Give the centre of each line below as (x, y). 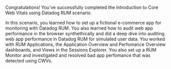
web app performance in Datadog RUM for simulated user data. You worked (85, 39)
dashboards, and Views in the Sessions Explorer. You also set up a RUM (81, 50)
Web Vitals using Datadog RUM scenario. (48, 13)
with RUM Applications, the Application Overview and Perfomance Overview (86, 44)
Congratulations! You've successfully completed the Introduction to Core (82, 7)
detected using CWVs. (29, 61)
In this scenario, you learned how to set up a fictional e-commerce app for (83, 23)
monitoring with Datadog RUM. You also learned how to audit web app (79, 28)
